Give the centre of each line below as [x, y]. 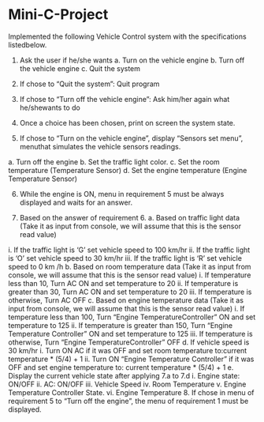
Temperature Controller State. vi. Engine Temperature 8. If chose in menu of [131, 392]
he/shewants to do [50, 107]
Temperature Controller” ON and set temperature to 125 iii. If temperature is [131, 333]
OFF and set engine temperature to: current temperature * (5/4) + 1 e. [121, 367]
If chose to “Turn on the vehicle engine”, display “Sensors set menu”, [131, 138]
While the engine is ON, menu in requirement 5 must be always [122, 194]
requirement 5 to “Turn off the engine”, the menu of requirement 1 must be [128, 401]
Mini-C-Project [58, 15]
